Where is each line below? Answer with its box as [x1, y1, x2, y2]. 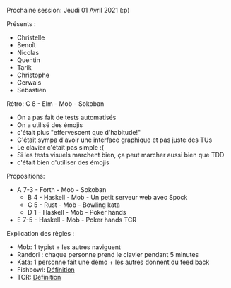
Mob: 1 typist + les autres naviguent [16, 243, 121, 251]
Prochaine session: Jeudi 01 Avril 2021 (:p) [6, 6, 130, 14]
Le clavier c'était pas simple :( [16, 143, 104, 151]
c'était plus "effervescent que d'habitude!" [16, 128, 141, 136]
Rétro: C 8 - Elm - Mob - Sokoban [6, 100, 105, 108]
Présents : [6, 20, 36, 28]
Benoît [16, 41, 36, 49]
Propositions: [6, 172, 45, 180]
